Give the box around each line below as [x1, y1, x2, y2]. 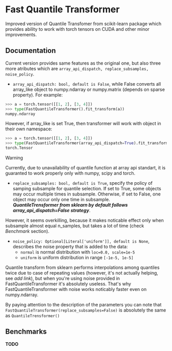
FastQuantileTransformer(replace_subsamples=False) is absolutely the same [5, 307, 166, 313]
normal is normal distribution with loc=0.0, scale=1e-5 [20, 249, 135, 255]
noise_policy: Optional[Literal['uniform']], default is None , [12, 238, 150, 244]
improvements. [5, 31, 37, 37]
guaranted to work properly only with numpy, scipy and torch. [5, 170, 136, 176]
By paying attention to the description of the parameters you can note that [5, 302, 162, 307]
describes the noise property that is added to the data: [12, 244, 128, 249]
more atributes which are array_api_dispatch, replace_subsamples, [5, 65, 149, 71]
